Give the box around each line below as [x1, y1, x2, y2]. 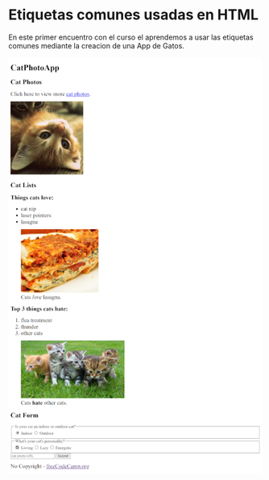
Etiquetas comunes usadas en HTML [8, 6, 259, 24]
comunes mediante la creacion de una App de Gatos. [8, 40, 185, 50]
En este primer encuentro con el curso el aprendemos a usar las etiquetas [8, 32, 254, 42]
